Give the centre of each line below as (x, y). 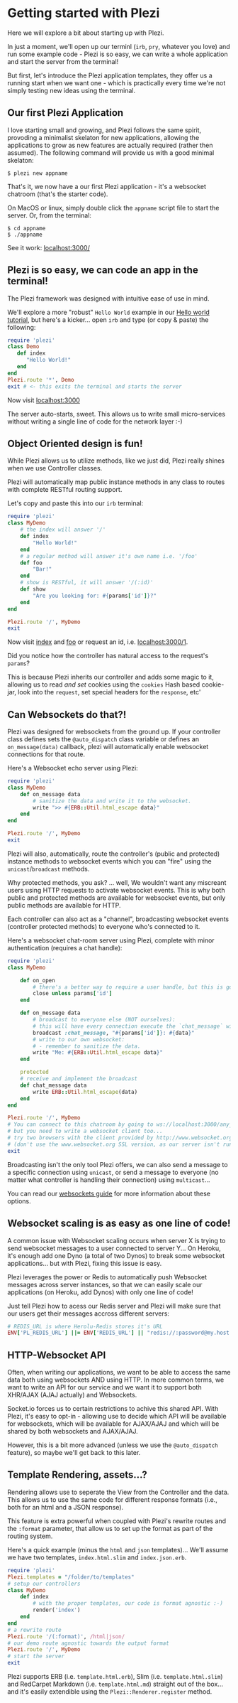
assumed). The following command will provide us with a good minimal (111, 152)
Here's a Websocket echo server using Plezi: (73, 768)
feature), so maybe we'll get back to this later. (74, 1453)
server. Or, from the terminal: (50, 215)
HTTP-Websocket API (57, 1355)
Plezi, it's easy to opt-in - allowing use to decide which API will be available (117, 1417)
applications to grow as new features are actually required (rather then (110, 145)
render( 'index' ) (57, 1610)
